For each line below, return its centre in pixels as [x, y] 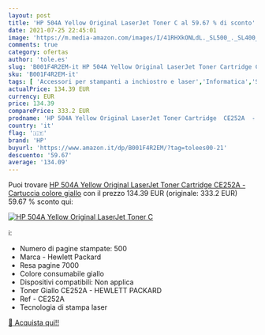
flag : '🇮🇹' [28, 133]
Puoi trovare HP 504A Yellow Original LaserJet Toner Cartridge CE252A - [127, 185]
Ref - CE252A [42, 299]
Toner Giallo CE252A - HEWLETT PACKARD [91, 291]
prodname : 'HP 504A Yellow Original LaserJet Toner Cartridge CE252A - [132, 119]
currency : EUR [32, 96]
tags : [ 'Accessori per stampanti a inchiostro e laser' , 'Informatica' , [130, 81]
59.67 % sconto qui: [41, 201]
